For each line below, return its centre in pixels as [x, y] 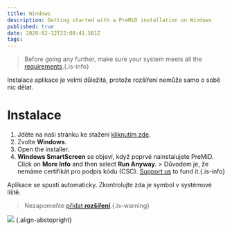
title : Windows [29, 14]
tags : [15, 40]
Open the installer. [43, 149]
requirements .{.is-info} [56, 67]
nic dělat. [20, 87]
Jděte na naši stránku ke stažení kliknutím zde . [84, 135]
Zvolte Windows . [42, 142]
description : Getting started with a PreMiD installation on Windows [110, 20]
